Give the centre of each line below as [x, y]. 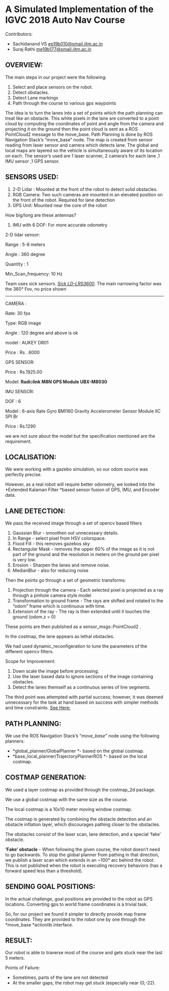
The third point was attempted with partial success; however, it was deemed [84, 697]
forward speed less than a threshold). [44, 871]
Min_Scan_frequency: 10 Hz [34, 274]
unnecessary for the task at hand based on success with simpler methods [82, 702]
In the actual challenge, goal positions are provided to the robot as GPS [79, 899]
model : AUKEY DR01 [27, 342]
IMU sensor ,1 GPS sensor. [32, 161]
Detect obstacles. [31, 92]
